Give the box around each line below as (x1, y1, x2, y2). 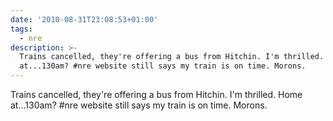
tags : (10, 24, 33, 34)
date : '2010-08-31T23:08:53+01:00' (10, 14, 159, 25)
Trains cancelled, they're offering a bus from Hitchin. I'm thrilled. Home (10, 89, 303, 100)
